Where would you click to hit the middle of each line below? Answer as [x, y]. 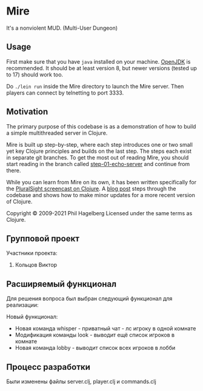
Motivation [27, 112]
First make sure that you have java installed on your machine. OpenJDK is [98, 61]
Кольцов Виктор [36, 265]
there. [14, 170]
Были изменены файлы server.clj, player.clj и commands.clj [81, 381]
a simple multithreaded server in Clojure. [57, 133]
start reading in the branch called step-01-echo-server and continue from [98, 164]
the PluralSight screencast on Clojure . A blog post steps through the [91, 189]
